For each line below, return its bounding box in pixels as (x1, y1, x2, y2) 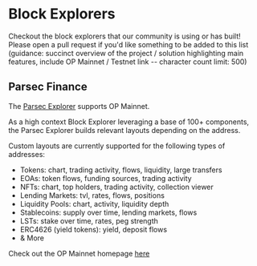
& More (19, 233, 44, 243)
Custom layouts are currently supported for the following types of (8, 141, 226, 151)
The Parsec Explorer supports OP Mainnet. (8, 101, 150, 111)
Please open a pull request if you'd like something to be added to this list (8, 39, 249, 49)
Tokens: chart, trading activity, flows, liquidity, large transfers (19, 165, 222, 175)
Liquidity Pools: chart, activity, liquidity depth (19, 199, 169, 208)
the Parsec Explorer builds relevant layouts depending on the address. (8, 125, 241, 135)
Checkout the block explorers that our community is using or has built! (8, 31, 241, 41)
